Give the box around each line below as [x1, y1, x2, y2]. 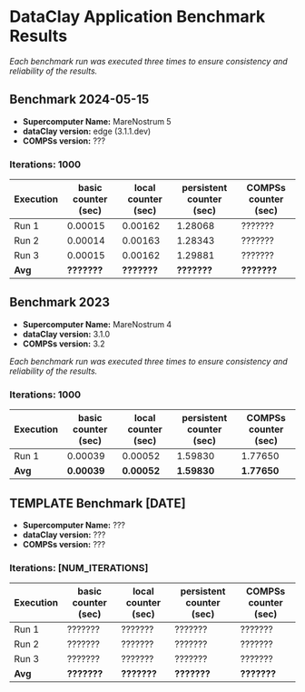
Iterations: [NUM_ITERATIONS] [9, 561, 149, 574]
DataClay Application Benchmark [9, 6, 266, 27]
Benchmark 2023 [9, 295, 111, 310]
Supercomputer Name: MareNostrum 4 [22, 318, 172, 329]
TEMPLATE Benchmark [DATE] [9, 496, 186, 511]
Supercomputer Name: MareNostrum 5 [22, 115, 172, 126]
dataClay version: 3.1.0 [22, 328, 111, 339]
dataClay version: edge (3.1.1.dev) [22, 125, 152, 136]
